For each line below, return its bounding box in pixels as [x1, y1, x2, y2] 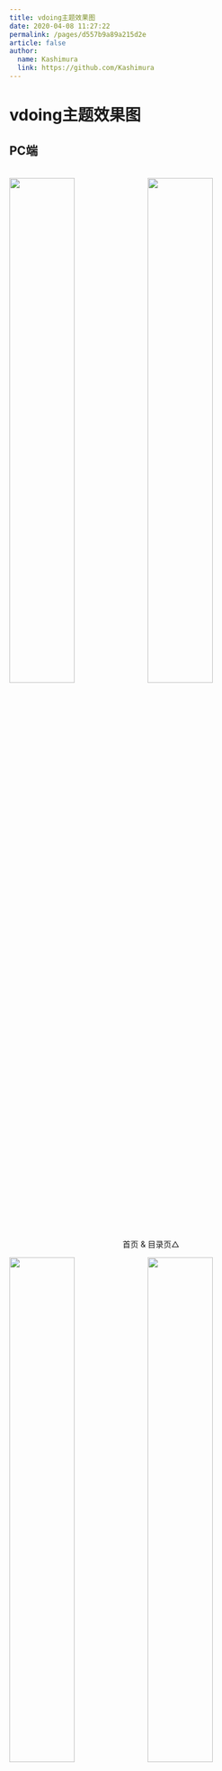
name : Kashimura [17, 55, 78, 64]
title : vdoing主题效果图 [9, 13, 96, 22]
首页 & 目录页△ [122, 1239, 180, 1249]
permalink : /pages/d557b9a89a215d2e [9, 30, 147, 39]
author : [9, 47, 39, 56]
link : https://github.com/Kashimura [17, 64, 155, 73]
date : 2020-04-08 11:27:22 [9, 22, 111, 31]
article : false [9, 38, 67, 48]
